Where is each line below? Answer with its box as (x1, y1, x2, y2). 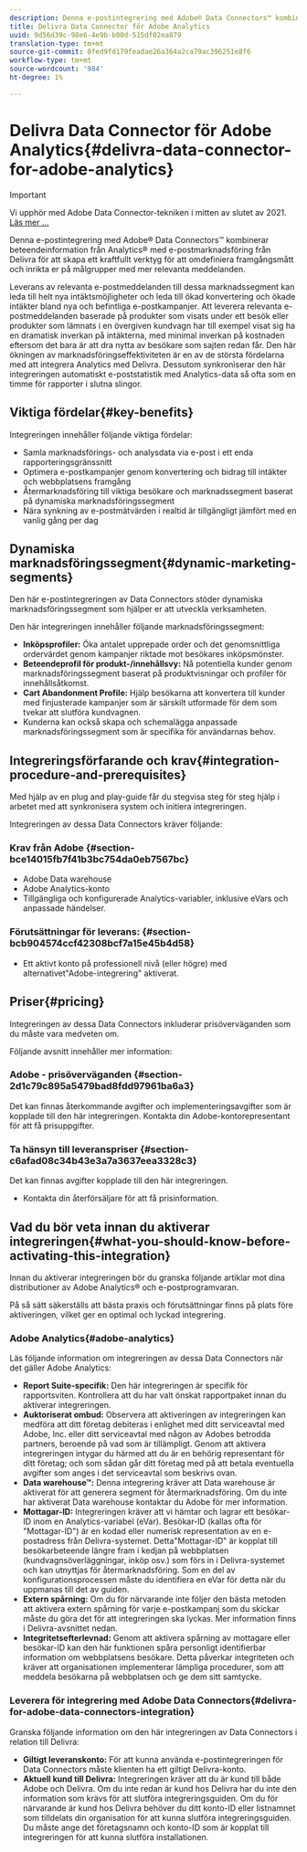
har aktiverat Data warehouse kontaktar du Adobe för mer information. (22, 1497, 288, 1508)
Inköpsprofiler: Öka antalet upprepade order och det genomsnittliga (22, 639, 281, 650)
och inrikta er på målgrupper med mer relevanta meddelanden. (9, 263, 246, 274)
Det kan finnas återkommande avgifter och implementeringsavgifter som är (9, 1100, 292, 1111)
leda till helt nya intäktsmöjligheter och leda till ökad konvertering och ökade (9, 291, 296, 302)
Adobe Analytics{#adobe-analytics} (9, 1331, 175, 1344)
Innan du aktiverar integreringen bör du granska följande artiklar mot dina (9, 1272, 286, 1283)
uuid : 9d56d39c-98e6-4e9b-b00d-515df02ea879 (9, 30, 182, 39)
